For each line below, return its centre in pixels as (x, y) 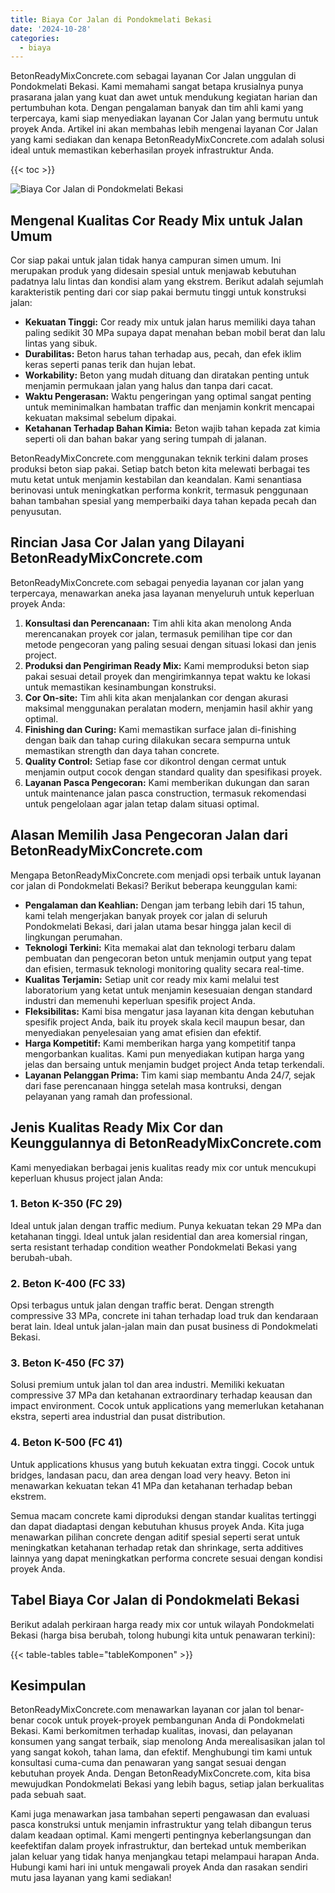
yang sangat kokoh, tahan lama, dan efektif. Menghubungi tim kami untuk (161, 1752)
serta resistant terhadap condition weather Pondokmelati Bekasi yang (154, 1247)
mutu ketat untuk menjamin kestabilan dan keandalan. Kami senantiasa (156, 480)
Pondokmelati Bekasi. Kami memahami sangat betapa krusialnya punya (157, 87)
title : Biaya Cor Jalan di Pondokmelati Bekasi (111, 19)
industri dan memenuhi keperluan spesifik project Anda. (140, 1000)
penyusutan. (36, 512)
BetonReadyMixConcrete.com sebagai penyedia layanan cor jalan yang (157, 582)
